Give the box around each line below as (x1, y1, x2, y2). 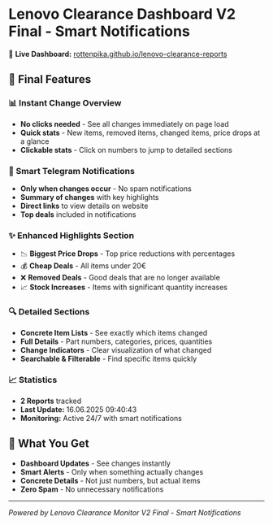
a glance (19, 136, 50, 146)
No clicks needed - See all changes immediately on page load (19, 119, 229, 128)
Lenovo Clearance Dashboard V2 (8, 5, 236, 24)
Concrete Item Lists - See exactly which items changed (19, 328, 208, 337)
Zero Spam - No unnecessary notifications (19, 484, 164, 494)
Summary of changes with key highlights (19, 192, 159, 202)
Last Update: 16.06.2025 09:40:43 (19, 404, 137, 414)
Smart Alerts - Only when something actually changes (19, 466, 204, 476)
